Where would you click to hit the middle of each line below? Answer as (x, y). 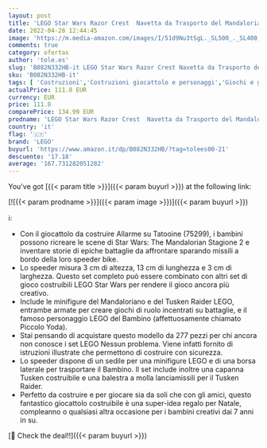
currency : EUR (32, 97)
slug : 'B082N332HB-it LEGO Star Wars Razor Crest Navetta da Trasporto (129, 68)
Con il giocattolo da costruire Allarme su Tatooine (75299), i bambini (132, 234)
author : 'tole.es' (39, 61)
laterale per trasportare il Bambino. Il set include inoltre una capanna (132, 369)
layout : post (30, 16)
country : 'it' (32, 127)
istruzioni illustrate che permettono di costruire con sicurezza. (121, 352)
